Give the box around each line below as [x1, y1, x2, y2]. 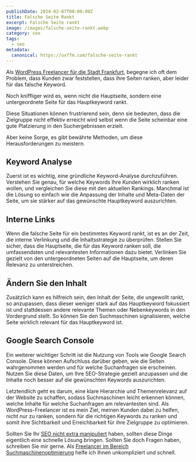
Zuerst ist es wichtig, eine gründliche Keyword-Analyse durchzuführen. [6, 173, 178, 180]
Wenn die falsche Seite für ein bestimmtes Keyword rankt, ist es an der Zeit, [6, 230, 190, 237]
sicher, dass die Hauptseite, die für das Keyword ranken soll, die [6, 242, 161, 249]
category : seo [6, 31, 41, 36]
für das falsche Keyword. [6, 80, 67, 88]
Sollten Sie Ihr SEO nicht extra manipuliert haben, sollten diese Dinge [6, 430, 173, 437]
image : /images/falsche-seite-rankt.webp [6, 25, 109, 31]
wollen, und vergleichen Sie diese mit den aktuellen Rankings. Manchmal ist [6, 185, 189, 192]
